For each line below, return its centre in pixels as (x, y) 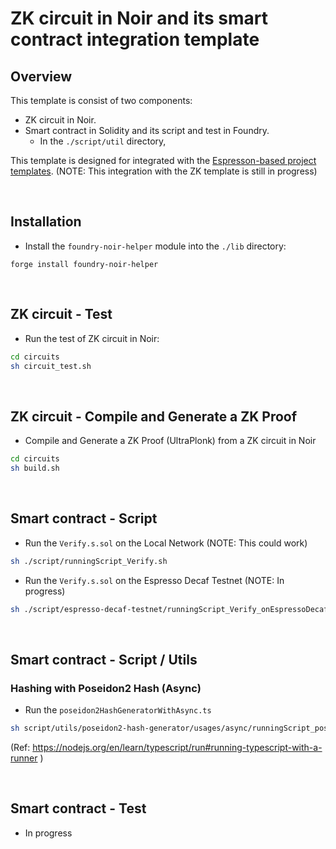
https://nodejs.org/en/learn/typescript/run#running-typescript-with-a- (177, 748)
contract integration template (135, 39)
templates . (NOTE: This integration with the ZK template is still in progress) (164, 171)
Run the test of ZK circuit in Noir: (92, 338)
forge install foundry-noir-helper (84, 264)
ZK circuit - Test (61, 314)
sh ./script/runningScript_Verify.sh (89, 561)
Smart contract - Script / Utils (104, 659)
